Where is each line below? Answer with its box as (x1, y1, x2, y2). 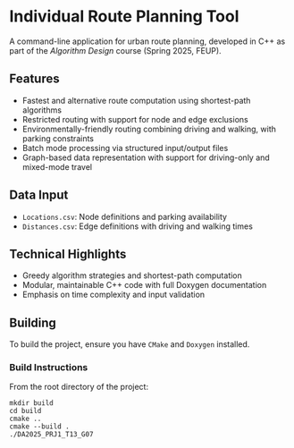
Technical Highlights (9, 246, 127, 261)
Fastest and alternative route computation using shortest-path (21, 95, 251, 106)
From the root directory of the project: (9, 382, 149, 393)
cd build (9, 407, 42, 416)
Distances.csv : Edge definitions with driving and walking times (21, 221, 253, 232)
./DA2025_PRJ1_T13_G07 (9, 430, 94, 439)
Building (9, 315, 56, 330)
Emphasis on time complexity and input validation (21, 289, 206, 300)
